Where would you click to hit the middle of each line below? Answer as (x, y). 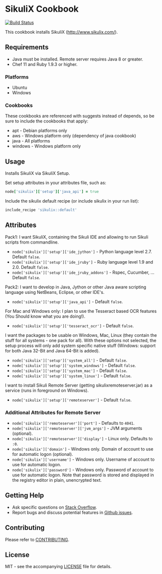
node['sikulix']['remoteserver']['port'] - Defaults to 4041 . (73, 423)
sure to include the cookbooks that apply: (47, 121)
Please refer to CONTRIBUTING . (37, 539)
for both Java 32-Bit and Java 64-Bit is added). (52, 350)
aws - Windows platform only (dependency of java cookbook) (74, 136)
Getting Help (25, 496)
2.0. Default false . (30, 267)
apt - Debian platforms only (39, 131)
